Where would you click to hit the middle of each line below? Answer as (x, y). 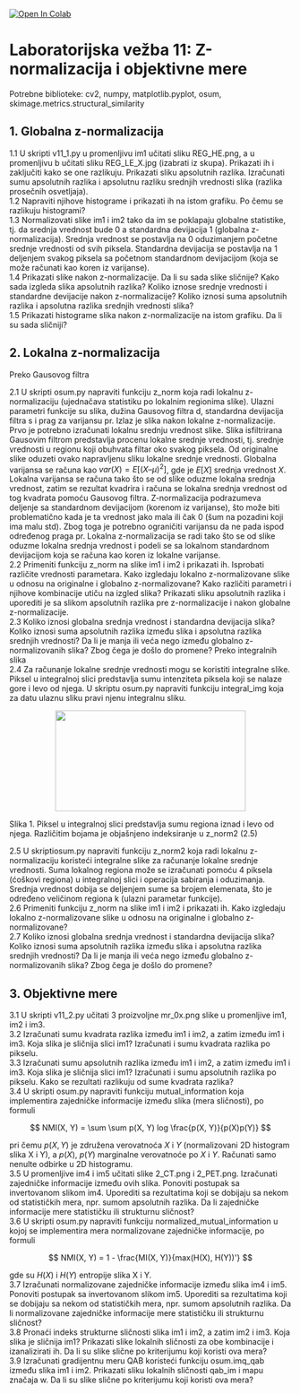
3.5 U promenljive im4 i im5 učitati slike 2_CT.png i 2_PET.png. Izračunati (143, 1173)
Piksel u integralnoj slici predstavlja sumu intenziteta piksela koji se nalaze (146, 679)
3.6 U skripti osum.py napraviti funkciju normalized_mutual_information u (144, 1221)
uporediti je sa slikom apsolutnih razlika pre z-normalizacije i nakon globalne (150, 603)
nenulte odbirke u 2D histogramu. (71, 1165)
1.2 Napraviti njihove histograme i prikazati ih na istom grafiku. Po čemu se (146, 201)
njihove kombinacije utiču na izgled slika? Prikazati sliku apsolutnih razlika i (147, 593)
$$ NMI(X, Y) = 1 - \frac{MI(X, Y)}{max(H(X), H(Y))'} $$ (150, 1258)
